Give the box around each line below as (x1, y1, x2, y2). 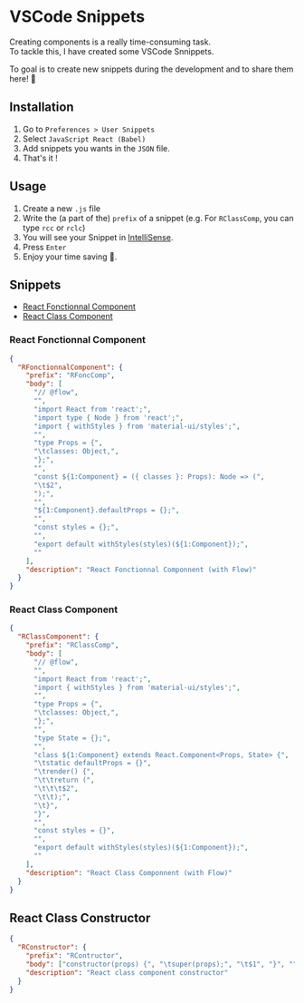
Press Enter (22, 241, 67, 252)
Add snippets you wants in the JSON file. (22, 142, 170, 153)
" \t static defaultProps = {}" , (33, 759, 152, 768)
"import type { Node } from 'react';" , (33, 413, 184, 423)
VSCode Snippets (9, 6, 146, 27)
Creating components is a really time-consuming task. (9, 36, 211, 47)
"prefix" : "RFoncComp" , (25, 371, 116, 380)
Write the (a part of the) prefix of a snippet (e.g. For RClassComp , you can (22, 212, 294, 223)
